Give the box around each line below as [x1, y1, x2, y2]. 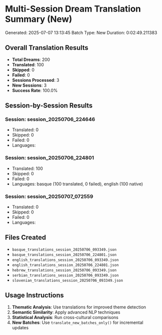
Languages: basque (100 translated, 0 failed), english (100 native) [12, 181, 143, 187]
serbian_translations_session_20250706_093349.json [12, 273, 119, 278]
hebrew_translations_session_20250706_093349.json [12, 268, 117, 273]
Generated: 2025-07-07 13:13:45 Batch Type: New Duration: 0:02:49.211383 [5, 30, 158, 35]
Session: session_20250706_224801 [5, 154, 95, 161]
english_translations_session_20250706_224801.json [12, 262, 119, 267]
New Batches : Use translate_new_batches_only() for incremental [12, 320, 144, 325]
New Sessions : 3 [12, 82, 47, 88]
